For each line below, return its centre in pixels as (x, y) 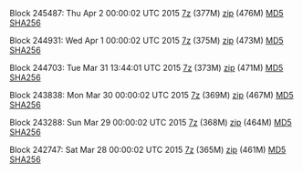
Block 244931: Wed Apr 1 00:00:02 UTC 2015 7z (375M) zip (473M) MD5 (147, 41)
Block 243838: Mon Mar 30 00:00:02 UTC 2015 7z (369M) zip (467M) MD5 (151, 95)
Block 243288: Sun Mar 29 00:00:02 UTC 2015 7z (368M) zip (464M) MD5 (151, 122)
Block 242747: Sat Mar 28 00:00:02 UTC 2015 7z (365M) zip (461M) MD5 (148, 150)
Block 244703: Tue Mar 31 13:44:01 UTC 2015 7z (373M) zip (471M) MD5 (146, 68)
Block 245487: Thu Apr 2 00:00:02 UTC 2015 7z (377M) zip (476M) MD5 (147, 13)
